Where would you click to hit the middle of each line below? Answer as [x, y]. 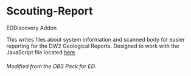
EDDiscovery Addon [32, 28]
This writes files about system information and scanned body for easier [96, 39]
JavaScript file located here [41, 52]
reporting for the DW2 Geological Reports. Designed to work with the [93, 46]
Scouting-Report [50, 11]
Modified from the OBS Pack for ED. [51, 66]
